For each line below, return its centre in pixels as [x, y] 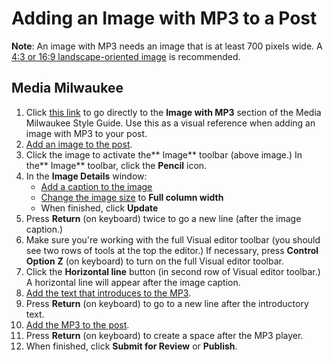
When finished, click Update [99, 208]
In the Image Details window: [86, 176]
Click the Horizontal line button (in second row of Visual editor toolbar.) [173, 271]
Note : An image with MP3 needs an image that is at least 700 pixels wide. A [167, 46]
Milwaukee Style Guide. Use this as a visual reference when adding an [170, 123]
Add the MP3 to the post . [77, 324]
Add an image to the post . [79, 144]
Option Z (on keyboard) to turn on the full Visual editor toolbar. [154, 261]
